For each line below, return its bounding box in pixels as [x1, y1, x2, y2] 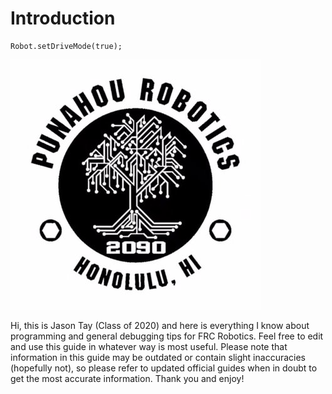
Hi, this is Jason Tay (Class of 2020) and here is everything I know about [10, 319, 310, 331]
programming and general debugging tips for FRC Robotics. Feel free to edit [10, 330, 324, 342]
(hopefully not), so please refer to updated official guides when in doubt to [10, 362, 318, 374]
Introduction [10, 7, 116, 30]
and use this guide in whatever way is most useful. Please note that [10, 340, 288, 352]
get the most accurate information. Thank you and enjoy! [10, 372, 245, 384]
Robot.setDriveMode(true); [10, 41, 123, 51]
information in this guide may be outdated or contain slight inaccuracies [10, 351, 306, 363]
